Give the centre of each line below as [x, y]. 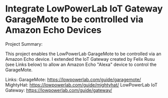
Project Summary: [24, 44]
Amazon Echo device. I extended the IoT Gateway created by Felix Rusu [80, 59]
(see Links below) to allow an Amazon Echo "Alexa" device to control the [81, 64]
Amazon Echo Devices [53, 30]
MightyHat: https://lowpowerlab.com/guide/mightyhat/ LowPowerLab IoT [81, 85]
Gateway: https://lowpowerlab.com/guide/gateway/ [59, 90]
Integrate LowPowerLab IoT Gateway [84, 9]
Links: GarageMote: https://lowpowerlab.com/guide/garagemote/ [73, 79]
